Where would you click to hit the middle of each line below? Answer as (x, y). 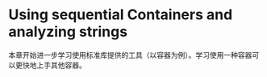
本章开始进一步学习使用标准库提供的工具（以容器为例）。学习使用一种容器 (130, 55)
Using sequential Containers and (121, 15)
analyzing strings (68, 32)
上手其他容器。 (61, 65)
